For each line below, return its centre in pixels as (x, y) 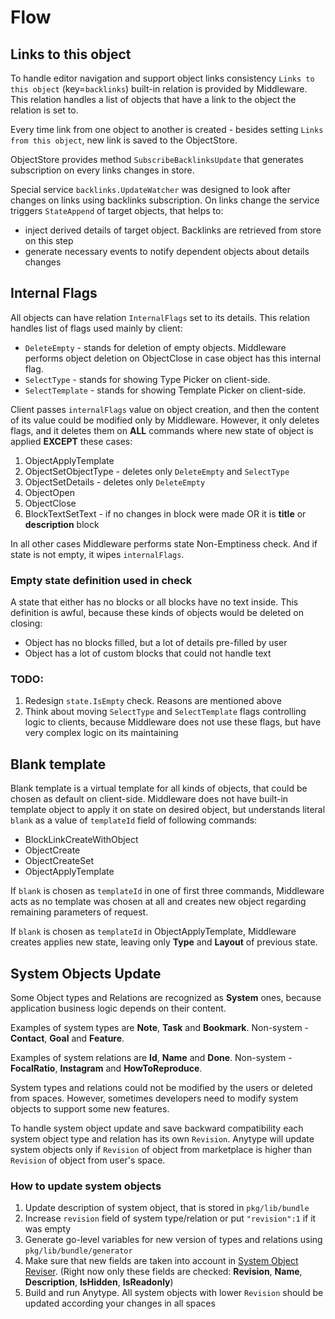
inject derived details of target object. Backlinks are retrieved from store (173, 230)
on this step (49, 240)
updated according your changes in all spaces (120, 1303)
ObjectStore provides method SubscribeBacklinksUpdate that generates (157, 159)
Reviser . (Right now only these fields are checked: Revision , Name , (163, 1272)
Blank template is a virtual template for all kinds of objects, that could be (159, 788)
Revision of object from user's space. (88, 1160)
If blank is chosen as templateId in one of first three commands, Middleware (167, 891)
